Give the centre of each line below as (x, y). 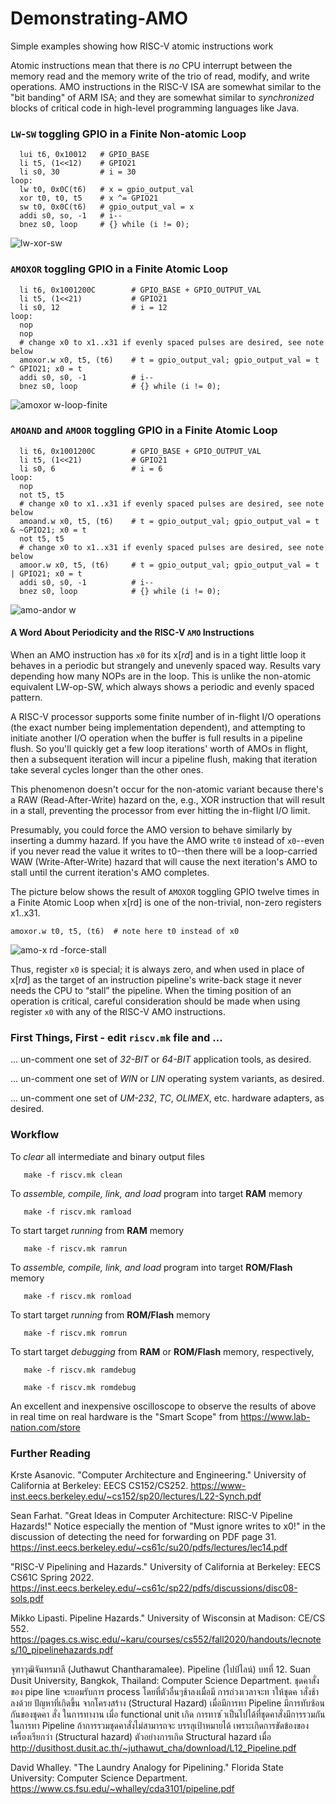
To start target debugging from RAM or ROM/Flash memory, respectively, (162, 1351)
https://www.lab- (275, 1416)
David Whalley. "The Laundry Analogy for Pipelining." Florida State (147, 1767)
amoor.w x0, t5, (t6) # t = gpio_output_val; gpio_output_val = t (169, 565)
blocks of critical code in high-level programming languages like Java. (155, 108)
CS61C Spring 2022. (52, 1577)
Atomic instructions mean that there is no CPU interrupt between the (151, 65)
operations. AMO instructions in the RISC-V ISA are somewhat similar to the (166, 86)
